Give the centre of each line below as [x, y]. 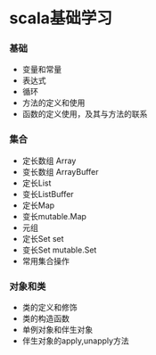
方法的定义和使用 [53, 103]
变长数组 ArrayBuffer [61, 171]
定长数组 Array [49, 161]
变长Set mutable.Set [59, 250]
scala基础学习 [61, 18]
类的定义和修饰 [49, 308]
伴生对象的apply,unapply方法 [75, 341]
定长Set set [43, 238]
